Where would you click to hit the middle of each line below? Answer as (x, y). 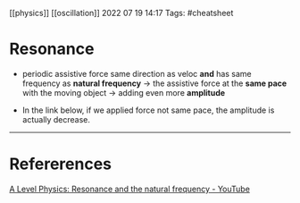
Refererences (61, 164)
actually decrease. (56, 119)
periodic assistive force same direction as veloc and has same (137, 73)
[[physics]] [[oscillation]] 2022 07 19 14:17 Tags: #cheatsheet (121, 13)
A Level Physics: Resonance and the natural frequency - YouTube (129, 189)
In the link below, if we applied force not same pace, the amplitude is (148, 110)
